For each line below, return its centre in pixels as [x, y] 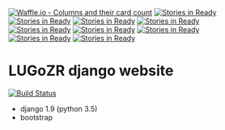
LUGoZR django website [91, 71]
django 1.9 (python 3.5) [59, 108]
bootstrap [36, 117]
